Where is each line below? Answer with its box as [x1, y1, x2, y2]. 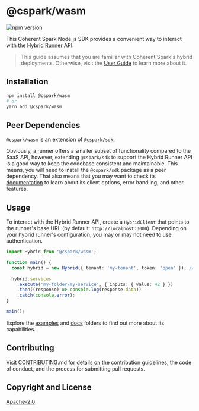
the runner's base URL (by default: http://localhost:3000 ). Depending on [6, 225, 187, 231]
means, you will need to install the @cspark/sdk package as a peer [6, 167, 166, 174]
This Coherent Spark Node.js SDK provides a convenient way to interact [6, 35, 182, 42]
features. [6, 186, 28, 193]
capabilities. [6, 325, 36, 332]
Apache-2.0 [6, 398, 36, 405]
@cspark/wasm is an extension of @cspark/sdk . [6, 136, 115, 143]
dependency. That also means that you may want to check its [6, 172, 156, 180]
